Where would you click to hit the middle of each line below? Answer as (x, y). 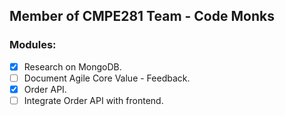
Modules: (33, 45)
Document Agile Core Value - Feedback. (107, 78)
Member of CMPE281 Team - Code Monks (142, 16)
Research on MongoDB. (72, 66)
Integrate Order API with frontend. (93, 100)
